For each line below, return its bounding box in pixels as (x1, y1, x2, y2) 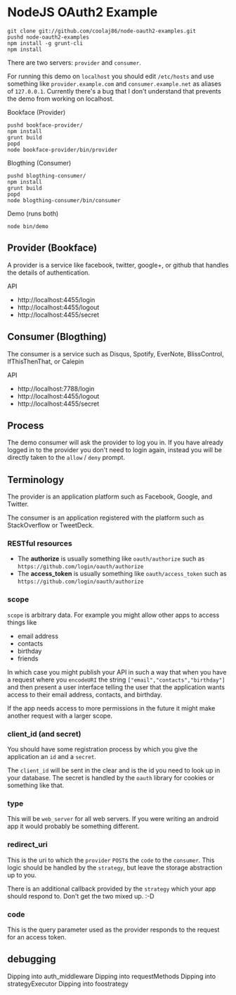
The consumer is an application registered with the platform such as (7, 513, 205, 522)
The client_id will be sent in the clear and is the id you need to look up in (7, 766, 221, 775)
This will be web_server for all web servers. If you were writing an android (7, 815, 219, 823)
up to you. (7, 870, 37, 879)
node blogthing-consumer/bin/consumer (7, 196, 121, 204)
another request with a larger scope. (7, 711, 113, 720)
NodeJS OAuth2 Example (7, 4, 158, 20)
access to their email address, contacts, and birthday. (7, 690, 163, 699)
